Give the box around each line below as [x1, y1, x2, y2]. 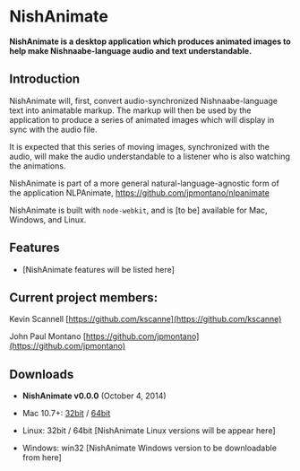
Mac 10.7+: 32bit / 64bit [21, 408, 111, 419]
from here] [21, 452, 63, 463]
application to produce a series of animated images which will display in [9, 114, 275, 125]
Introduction [9, 72, 81, 87]
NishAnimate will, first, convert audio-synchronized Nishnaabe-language [9, 95, 279, 106]
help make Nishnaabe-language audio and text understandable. [9, 45, 253, 56]
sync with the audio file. [9, 124, 98, 135]
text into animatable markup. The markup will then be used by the [9, 105, 252, 116]
